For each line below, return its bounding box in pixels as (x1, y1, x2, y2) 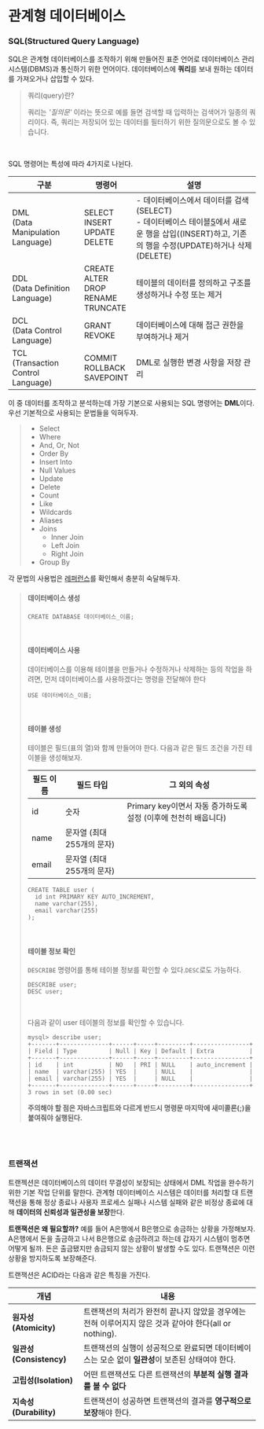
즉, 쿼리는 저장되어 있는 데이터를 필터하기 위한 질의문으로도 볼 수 (50, 117, 247, 127)
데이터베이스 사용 (27, 645, 81, 655)
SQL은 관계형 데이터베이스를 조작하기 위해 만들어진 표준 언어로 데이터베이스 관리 (8, 54, 255, 64)
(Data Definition (12, 283, 71, 294)
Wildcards (38, 508, 72, 517)
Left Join (50, 541, 80, 550)
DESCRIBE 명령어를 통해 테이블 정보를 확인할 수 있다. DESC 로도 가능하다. (27, 965, 242, 975)
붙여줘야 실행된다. (27, 1113, 82, 1122)
